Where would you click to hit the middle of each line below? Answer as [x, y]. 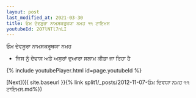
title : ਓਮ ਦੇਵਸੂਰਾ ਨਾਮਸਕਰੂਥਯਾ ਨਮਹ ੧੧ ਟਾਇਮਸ [58, 23]
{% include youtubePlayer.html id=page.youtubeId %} [74, 71]
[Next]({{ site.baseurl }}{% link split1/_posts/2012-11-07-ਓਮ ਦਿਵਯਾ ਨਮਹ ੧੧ [98, 82]
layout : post [23, 12]
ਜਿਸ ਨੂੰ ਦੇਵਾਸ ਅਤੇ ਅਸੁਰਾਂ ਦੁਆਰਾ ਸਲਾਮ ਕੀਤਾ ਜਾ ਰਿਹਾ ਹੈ [73, 58]
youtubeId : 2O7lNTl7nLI [37, 29]
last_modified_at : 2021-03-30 [45, 18]
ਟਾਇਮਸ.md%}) [24, 89]
